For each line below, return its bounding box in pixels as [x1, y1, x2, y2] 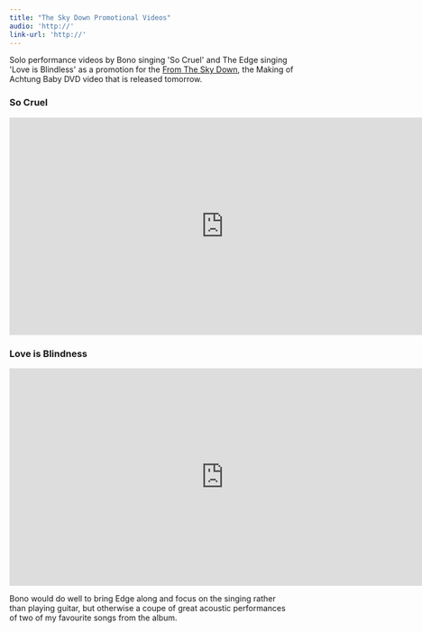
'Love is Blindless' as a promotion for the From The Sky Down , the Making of [9, 64, 294, 75]
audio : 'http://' [9, 22, 75, 31]
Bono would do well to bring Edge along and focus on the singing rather [9, 592, 277, 604]
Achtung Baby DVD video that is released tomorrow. [9, 74, 203, 85]
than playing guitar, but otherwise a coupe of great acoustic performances [9, 602, 286, 613]
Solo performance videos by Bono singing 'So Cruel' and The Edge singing [9, 55, 288, 66]
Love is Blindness [9, 347, 88, 360]
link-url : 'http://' [9, 30, 87, 39]
